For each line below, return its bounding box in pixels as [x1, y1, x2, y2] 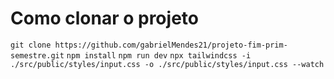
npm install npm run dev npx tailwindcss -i [66, 50, 252, 61]
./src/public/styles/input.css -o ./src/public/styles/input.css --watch [10, 59, 325, 69]
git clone [10, 40, 52, 50]
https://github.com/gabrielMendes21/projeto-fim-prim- [54, 40, 288, 50]
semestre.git [10, 50, 65, 61]
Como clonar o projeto [10, 7, 199, 30]
